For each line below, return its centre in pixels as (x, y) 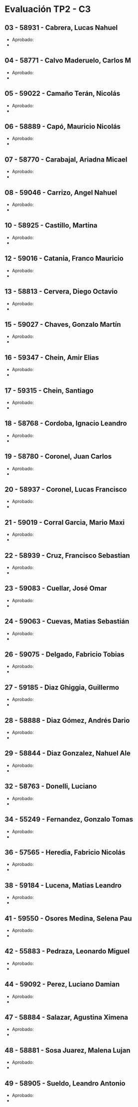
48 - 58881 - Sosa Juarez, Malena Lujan (68, 1050)
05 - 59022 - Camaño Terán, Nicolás (63, 94)
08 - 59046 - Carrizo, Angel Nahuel (61, 192)
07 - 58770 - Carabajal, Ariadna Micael (66, 159)
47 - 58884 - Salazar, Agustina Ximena (66, 1017)
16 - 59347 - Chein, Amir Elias (52, 357)
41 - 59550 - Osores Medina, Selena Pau (69, 918)
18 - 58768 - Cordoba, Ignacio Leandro (66, 423)
